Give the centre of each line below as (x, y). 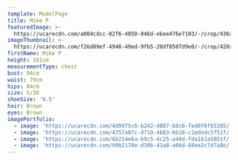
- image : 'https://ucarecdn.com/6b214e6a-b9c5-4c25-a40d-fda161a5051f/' (123, 139)
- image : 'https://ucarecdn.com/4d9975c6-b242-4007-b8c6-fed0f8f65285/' (123, 126)
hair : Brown (25, 106)
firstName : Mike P (34, 54)
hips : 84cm (23, 86)
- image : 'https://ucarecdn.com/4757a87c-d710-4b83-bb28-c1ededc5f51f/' (123, 132)
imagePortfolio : (31, 119)
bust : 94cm (23, 73)
